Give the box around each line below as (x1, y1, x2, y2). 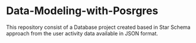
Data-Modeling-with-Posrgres (6, 4, 158, 18)
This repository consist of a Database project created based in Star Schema (6, 24, 191, 31)
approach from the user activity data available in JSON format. (6, 29, 158, 37)
